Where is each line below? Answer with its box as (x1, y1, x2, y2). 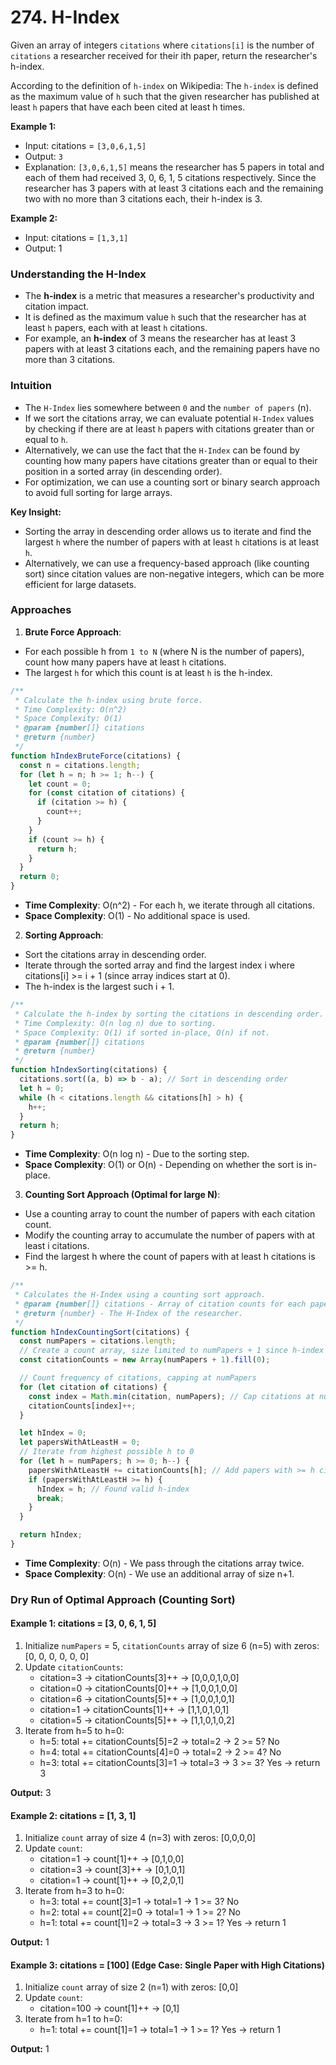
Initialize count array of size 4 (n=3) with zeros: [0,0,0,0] (24, 1832, 257, 1844)
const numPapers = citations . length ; (19, 1336, 177, 1346)
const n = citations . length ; (19, 760, 141, 770)
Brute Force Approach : (24, 626, 122, 638)
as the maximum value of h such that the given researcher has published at (10, 90, 320, 102)
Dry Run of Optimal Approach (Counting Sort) (10, 1592, 236, 1606)
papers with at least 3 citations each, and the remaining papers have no (24, 343, 321, 355)
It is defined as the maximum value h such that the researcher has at (24, 311, 307, 323)
